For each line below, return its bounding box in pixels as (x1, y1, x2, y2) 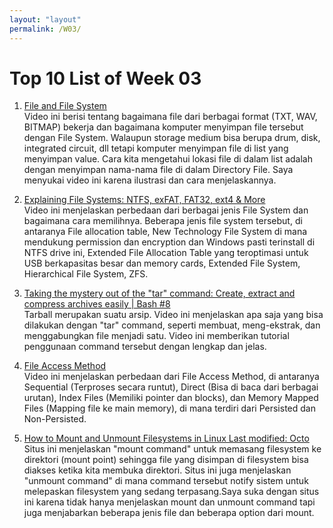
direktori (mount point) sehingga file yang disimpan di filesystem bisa (23, 454, 309, 466)
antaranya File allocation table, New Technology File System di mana (23, 226, 308, 238)
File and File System (23, 100, 107, 112)
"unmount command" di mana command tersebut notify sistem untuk (23, 475, 309, 487)
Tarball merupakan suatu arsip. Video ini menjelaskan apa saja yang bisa (23, 309, 324, 321)
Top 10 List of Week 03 (9, 67, 202, 90)
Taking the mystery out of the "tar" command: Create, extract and (23, 287, 296, 300)
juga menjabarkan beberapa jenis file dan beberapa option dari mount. (23, 507, 315, 519)
